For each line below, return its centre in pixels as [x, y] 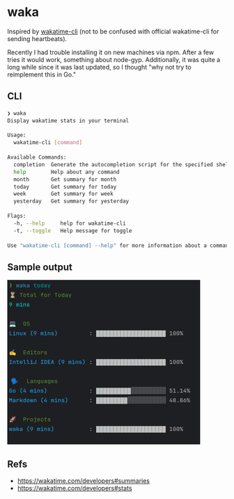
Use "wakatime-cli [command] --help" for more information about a [107, 245]
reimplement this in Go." [42, 74]
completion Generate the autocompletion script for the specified [114, 164]
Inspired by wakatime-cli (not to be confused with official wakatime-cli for [113, 31]
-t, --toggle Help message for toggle [73, 230]
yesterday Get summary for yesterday [71, 201]
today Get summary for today [65, 187]
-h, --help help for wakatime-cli [70, 223]
